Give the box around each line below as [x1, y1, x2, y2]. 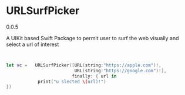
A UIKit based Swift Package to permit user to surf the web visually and [6, 34, 179, 41]
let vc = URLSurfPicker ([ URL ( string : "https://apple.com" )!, [6, 62, 162, 68]
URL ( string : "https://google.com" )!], [74, 68, 167, 73]
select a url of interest [6, 41, 59, 48]
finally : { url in [71, 73, 117, 79]
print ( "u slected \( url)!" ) [37, 79, 107, 85]
